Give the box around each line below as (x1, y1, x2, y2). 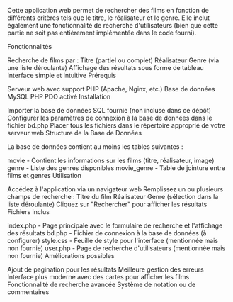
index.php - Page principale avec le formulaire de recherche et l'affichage (7, 221, 223, 230)
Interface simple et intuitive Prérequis (7, 71, 117, 79)
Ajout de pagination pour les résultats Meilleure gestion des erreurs (7, 265, 204, 274)
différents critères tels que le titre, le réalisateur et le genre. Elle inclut (7, 13, 210, 22)
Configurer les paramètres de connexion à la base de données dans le (7, 113, 212, 122)
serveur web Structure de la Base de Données (7, 129, 142, 137)
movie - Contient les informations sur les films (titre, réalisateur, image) (7, 156, 215, 164)
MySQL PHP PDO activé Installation (7, 92, 111, 101)
